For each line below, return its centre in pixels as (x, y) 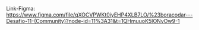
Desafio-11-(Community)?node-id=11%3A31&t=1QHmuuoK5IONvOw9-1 (93, 21)
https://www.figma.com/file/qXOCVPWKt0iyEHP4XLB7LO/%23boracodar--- (99, 15)
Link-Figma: (21, 9)
